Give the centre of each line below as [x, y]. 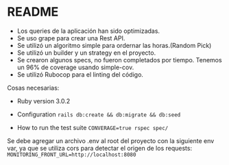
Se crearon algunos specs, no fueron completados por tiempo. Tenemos [119, 60]
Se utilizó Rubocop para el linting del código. [80, 74]
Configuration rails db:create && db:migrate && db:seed [99, 114]
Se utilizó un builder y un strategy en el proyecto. [86, 53]
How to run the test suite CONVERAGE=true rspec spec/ [93, 127]
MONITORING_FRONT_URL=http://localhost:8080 [72, 155]
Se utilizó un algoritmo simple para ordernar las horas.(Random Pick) [114, 45]
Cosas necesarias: [33, 88]
